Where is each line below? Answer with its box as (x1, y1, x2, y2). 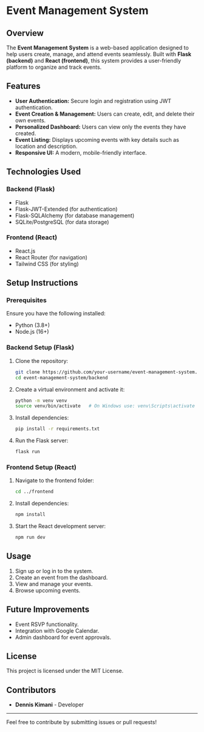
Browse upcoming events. (15, 586, 81, 594)
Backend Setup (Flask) (6, 343, 75, 352)
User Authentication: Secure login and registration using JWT (15, 97, 172, 104)
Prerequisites (6, 296, 47, 304)
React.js (15, 247, 36, 255)
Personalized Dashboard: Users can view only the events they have (15, 123, 186, 130)
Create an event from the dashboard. (15, 574, 108, 581)
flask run (15, 449, 41, 455)
